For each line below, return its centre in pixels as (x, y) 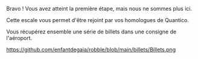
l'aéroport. (19, 38)
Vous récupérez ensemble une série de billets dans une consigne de (91, 32)
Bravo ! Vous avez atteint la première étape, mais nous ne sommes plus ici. (99, 9)
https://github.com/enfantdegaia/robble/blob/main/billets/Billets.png (91, 49)
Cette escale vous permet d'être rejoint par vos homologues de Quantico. (97, 20)
